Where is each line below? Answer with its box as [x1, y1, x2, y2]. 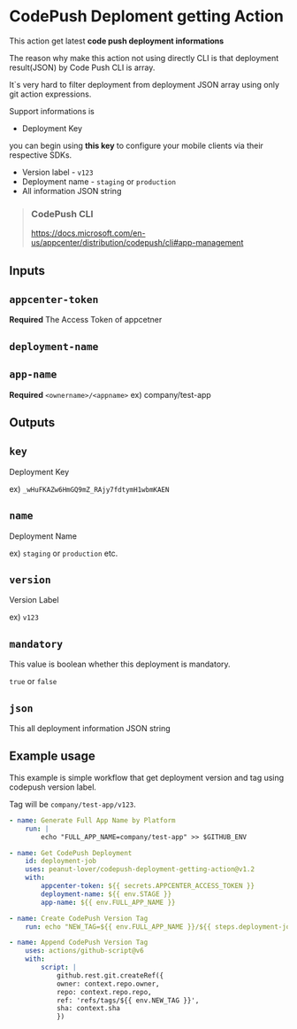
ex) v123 [9, 612, 40, 622]
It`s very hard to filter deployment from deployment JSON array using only [9, 79, 280, 90]
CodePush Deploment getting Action [9, 6, 285, 27]
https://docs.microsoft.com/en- [30, 228, 146, 238]
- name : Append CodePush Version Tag [9, 938, 148, 947]
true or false [9, 676, 57, 687]
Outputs [9, 415, 56, 431]
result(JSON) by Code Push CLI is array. [9, 62, 156, 73]
